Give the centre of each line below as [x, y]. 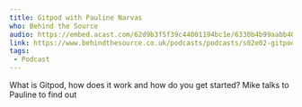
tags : [19, 51]
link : [19, 43]
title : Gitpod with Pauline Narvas [76, 18]
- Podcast [31, 59]
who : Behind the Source [54, 26]
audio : [22, 34]
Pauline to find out [43, 94]
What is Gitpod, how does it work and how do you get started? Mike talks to [149, 85]
